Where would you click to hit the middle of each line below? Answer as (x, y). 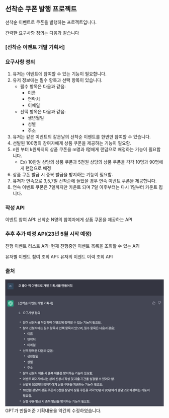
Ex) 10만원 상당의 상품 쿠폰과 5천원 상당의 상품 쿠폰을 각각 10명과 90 (88, 162)
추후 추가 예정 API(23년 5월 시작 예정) (49, 234)
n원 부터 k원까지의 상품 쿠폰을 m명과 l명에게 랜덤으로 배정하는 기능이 (80, 150)
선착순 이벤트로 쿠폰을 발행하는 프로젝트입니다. (51, 22)
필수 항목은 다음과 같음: (43, 87)
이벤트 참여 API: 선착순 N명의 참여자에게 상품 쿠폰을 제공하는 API (69, 220)
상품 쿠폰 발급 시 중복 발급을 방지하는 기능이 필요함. (63, 175)
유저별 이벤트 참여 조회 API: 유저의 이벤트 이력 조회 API (59, 256)
